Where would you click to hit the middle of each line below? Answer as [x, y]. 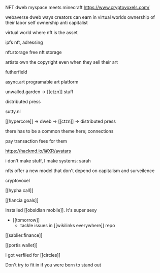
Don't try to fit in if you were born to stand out [53, 265]
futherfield [16, 72]
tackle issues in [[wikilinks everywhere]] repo [68, 225]
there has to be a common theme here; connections [59, 131]
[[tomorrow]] [26, 220]
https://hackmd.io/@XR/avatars [38, 151]
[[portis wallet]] [22, 245]
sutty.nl [13, 111]
